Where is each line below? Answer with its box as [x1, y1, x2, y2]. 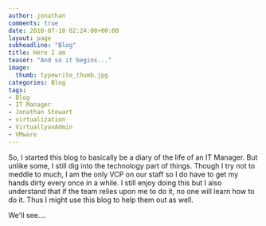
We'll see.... [8, 210, 46, 220]
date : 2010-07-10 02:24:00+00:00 [8, 26, 119, 34]
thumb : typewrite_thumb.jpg [15, 71, 109, 79]
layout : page [8, 34, 52, 42]
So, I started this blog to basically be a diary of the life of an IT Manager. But [8, 153, 258, 162]
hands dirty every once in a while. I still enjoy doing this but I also [8, 177, 222, 188]
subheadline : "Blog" [8, 42, 77, 50]
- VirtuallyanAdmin [8, 123, 73, 131]
